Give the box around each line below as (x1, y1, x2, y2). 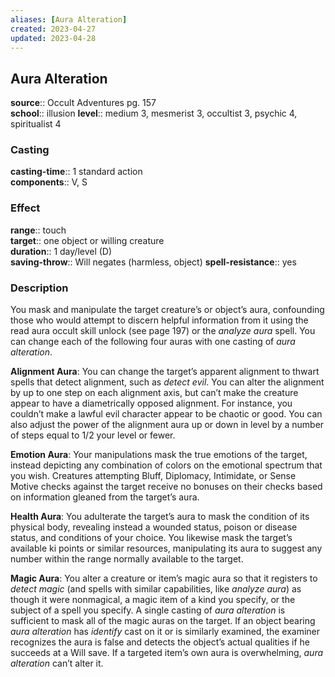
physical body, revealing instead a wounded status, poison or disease (10, 521, 298, 533)
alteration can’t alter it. (10, 657, 104, 670)
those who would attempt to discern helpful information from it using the (10, 314, 309, 326)
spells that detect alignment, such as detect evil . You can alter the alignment (10, 376, 325, 388)
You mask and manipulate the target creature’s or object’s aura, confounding (10, 304, 325, 316)
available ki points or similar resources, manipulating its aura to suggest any (10, 542, 323, 555)
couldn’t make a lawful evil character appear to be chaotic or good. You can (10, 408, 323, 420)
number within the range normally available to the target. (10, 553, 244, 565)
